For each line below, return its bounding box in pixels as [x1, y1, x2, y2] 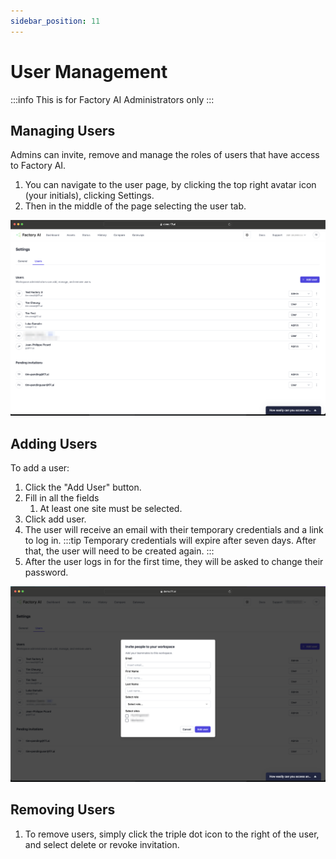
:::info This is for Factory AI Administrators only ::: [10, 93, 215, 105]
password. [24, 566, 69, 579]
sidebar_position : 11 [10, 16, 101, 26]
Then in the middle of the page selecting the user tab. [24, 200, 247, 212]
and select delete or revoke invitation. [24, 838, 180, 850]
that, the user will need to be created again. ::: [24, 545, 215, 557]
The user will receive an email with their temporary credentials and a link [24, 524, 324, 536]
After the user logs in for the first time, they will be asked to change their [24, 556, 324, 568]
